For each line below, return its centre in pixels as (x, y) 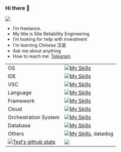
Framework (21, 101)
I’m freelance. (27, 29)
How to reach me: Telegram (42, 56)
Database (19, 126)
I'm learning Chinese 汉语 (39, 45)
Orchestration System (34, 117)
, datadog (102, 134)
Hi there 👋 (18, 8)
